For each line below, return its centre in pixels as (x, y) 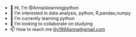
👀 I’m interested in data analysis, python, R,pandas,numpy (70, 13)
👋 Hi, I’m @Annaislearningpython (44, 8)
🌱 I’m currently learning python (42, 18)
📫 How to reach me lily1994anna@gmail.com (57, 29)
